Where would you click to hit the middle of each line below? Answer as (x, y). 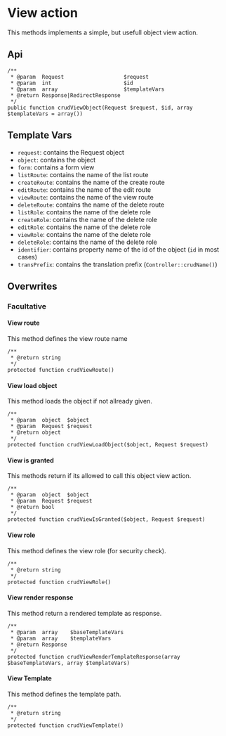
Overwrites (32, 286)
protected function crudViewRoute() (61, 370)
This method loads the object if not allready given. (80, 401)
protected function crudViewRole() (59, 582)
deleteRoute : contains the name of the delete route (91, 205)
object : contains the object (56, 160)
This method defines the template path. (64, 695)
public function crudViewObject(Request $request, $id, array (100, 108)
